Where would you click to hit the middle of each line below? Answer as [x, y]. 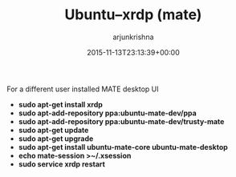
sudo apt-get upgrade [56, 139]
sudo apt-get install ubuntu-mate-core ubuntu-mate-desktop [123, 147]
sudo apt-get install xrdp [60, 104]
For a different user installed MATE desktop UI [83, 89]
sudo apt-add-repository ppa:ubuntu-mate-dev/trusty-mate [121, 121]
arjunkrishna [133, 37]
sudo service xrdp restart [61, 164]
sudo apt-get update [53, 130]
